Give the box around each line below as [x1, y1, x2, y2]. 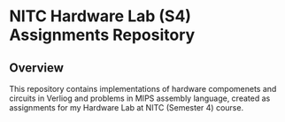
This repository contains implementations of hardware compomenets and [9, 84, 277, 94]
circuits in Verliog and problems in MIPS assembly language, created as [9, 93, 271, 103]
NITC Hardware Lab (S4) [9, 6, 192, 27]
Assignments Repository [9, 25, 196, 45]
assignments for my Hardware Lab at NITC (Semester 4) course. [9, 103, 244, 112]
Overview [9, 60, 65, 75]
